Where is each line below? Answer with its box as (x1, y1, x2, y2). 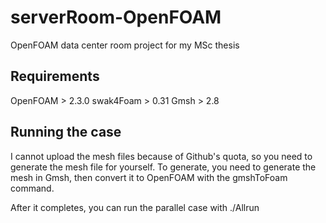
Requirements (10, 68, 100, 85)
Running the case (10, 124, 122, 141)
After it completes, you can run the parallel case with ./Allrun (10, 201, 260, 213)
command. (10, 182, 55, 194)
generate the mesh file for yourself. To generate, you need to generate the (10, 161, 317, 173)
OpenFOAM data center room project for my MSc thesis (10, 39, 240, 51)
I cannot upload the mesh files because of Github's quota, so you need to (10, 150, 313, 162)
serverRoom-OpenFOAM (10, 6, 222, 29)
